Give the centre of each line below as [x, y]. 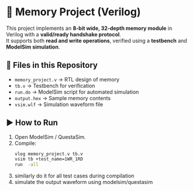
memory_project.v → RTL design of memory [67, 79]
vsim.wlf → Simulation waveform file [59, 104]
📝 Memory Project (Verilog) [74, 12]
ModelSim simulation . [33, 47]
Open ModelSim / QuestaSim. [50, 137]
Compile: [25, 143]
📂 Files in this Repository [52, 65]
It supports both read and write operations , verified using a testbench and [96, 40]
